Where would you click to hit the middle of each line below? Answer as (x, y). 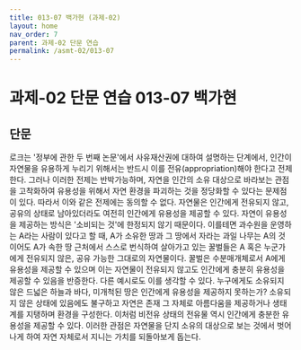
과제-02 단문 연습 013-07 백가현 (123, 98)
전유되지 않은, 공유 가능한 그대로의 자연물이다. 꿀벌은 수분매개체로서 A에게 (155, 258)
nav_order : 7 (34, 34)
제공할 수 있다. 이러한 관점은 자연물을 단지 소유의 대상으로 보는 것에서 (154, 326)
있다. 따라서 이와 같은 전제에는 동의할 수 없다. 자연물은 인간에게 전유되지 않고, (154, 202)
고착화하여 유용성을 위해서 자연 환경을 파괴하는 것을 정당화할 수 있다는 (141, 191)
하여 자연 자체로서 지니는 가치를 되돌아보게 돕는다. (113, 337)
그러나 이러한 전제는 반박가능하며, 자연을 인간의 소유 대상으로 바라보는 (150, 179)
